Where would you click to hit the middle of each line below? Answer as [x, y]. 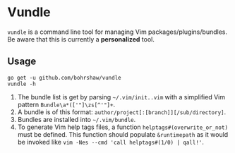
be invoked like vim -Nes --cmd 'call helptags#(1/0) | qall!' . [111, 142]
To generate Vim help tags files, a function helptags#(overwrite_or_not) [122, 127]
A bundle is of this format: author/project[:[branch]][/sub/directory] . [122, 112]
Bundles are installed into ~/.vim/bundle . [77, 119]
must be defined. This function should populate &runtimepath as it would [123, 134]
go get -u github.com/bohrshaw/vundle [64, 78]
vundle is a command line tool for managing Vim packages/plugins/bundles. [117, 32]
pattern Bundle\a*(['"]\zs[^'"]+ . [66, 104]
